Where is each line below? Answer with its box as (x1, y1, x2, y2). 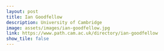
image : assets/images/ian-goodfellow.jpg (6, 25, 111, 31)
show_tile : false (6, 36, 49, 42)
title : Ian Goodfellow (6, 14, 62, 20)
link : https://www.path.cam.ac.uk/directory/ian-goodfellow (6, 30, 159, 36)
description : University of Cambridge (6, 19, 102, 25)
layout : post (6, 8, 39, 15)
